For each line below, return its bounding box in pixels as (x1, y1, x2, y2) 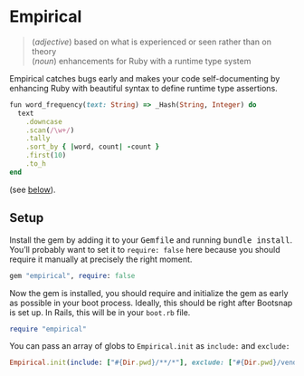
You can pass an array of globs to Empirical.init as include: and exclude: (9, 341, 290, 352)
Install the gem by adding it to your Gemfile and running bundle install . (9, 234, 292, 246)
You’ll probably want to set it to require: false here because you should (9, 244, 280, 255)
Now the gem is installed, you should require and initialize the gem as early (9, 287, 289, 298)
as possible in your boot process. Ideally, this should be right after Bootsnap (9, 297, 293, 308)
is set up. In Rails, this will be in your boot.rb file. (9, 306, 191, 318)
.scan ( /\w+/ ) (25, 125, 75, 135)
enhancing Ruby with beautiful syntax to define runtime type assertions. (9, 82, 278, 93)
